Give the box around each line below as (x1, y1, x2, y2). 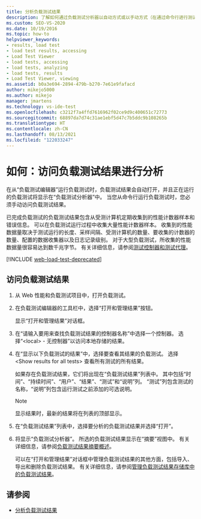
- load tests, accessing (6, 59, 68, 65)
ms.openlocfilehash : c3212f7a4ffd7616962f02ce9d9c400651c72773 (6, 109, 167, 115)
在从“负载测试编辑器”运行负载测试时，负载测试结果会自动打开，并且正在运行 (6, 185, 194, 193)
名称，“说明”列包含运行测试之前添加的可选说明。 (14, 385, 136, 392)
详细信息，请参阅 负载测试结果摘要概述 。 (14, 442, 115, 450)
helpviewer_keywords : (6, 37, 60, 43)
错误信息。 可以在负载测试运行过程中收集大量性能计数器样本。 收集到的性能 (6, 221, 193, 228)
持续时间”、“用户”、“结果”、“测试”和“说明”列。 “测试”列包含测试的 (30, 377, 193, 385)
